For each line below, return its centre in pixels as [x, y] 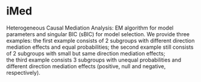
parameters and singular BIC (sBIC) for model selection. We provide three [98, 34]
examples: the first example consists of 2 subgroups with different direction [100, 40]
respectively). [23, 72]
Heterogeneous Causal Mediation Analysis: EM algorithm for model [90, 28]
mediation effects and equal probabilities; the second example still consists [100, 47]
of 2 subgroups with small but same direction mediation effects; [86, 53]
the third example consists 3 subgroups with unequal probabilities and [94, 60]
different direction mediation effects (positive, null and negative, [86, 66]
